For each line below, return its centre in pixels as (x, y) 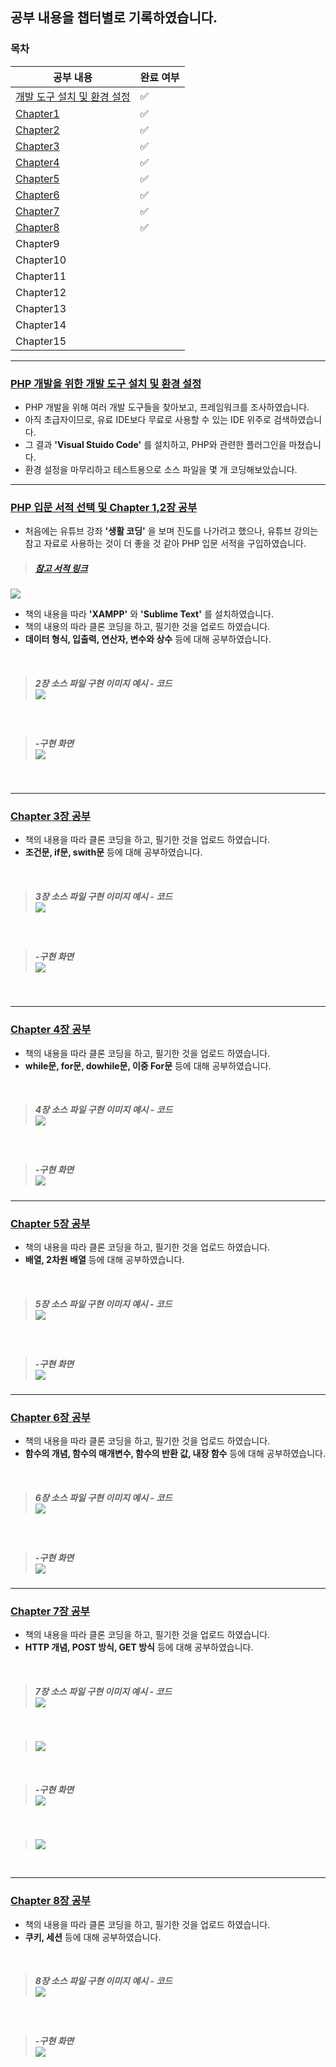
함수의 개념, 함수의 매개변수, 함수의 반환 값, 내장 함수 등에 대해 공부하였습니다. (175, 1454)
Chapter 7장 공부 (50, 1611)
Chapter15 (41, 341)
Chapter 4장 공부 (51, 1030)
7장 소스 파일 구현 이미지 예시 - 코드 (103, 1692)
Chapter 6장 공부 (50, 1417)
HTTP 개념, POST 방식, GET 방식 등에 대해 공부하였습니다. (139, 1647)
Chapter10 (41, 260)
